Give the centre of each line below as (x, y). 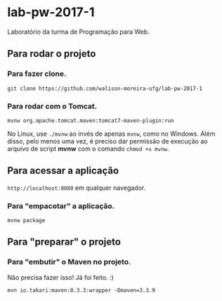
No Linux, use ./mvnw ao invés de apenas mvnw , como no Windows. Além (111, 134)
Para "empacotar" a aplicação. (61, 206)
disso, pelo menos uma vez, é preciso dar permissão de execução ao (107, 141)
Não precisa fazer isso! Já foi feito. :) (60, 277)
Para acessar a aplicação (63, 171)
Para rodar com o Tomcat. (52, 106)
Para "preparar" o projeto (64, 242)
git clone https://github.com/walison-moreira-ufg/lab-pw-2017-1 (105, 89)
